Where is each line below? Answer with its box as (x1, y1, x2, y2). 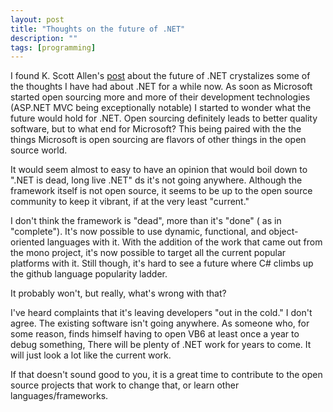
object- (268, 226, 299, 238)
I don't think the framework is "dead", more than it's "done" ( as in (10, 215, 282, 227)
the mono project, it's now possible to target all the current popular (10, 247, 287, 259)
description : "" (10, 33, 78, 43)
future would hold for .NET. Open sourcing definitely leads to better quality (10, 112, 318, 125)
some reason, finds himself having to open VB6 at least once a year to (10, 328, 300, 340)
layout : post (10, 14, 65, 25)
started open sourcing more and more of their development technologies (10, 91, 311, 103)
